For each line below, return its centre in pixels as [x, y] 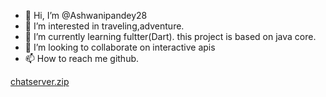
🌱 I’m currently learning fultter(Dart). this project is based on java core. [170, 36]
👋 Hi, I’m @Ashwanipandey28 [86, 15]
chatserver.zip [40, 81]
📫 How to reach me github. [82, 58]
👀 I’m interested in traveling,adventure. [104, 26]
